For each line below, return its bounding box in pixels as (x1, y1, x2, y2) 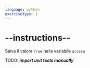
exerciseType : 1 (5, 12, 38, 16)
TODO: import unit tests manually (5, 57, 74, 63)
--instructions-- (5, 32, 71, 43)
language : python (5, 7, 40, 12)
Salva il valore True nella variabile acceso (5, 48, 85, 54)
